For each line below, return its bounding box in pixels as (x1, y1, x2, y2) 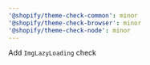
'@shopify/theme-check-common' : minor (8, 11, 138, 20)
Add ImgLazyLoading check (8, 48, 97, 58)
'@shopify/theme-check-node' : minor (8, 26, 131, 34)
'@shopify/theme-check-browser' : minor (8, 19, 142, 27)
